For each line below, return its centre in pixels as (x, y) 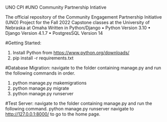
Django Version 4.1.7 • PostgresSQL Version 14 (54, 33)
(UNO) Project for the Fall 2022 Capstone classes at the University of (77, 22)
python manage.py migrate (41, 88)
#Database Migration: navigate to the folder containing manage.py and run (83, 68)
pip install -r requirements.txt (43, 58)
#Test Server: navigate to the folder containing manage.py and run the (79, 103)
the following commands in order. (40, 73)
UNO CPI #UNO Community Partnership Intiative (56, 7)
